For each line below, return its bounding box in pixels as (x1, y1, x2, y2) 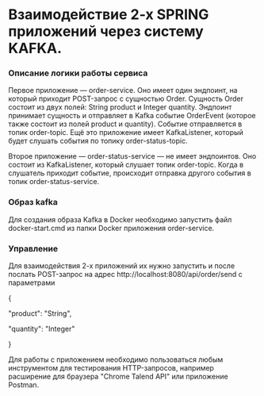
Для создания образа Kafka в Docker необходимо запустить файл (8, 214, 232, 224)
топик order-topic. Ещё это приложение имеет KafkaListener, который (8, 128, 243, 137)
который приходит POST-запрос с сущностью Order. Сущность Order (8, 94, 244, 104)
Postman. (8, 380, 40, 390)
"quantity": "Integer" (8, 324, 75, 334)
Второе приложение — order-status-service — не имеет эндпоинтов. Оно (8, 152, 257, 161)
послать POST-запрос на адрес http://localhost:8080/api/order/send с (8, 270, 243, 279)
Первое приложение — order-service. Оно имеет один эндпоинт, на (8, 86, 238, 95)
